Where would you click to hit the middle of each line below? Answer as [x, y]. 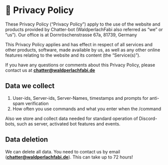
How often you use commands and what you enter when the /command [87, 109]
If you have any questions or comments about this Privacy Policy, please [80, 65]
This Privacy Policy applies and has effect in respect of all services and [79, 44]
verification [37, 103]
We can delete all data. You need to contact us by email [63, 151]
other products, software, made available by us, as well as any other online [83, 50]
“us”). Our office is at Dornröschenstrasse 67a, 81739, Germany [71, 35]
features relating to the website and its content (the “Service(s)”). [73, 55]
